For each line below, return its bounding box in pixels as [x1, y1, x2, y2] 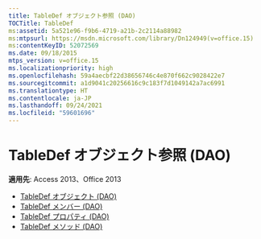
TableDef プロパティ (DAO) [19, 211, 110, 221]
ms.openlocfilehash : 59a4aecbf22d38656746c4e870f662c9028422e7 [8, 72, 226, 80]
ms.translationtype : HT [8, 86, 89, 95]
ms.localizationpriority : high [8, 64, 114, 72]
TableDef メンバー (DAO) [19, 201, 103, 211]
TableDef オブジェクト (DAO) [19, 191, 117, 201]
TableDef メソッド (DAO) [19, 221, 103, 231]
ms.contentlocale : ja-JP [8, 94, 92, 102]
